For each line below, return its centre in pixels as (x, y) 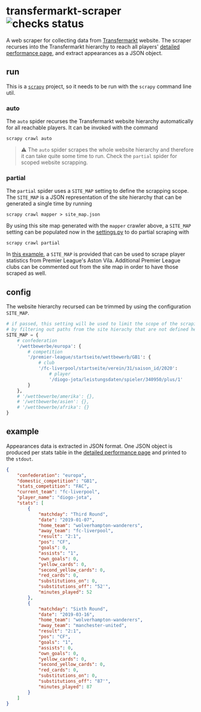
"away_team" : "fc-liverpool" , (76, 531)
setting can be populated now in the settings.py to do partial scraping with (98, 232)
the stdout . (20, 459)
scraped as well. (26, 273)
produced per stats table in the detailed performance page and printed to (96, 452)
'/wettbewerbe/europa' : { (49, 346)
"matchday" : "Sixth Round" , (73, 609)
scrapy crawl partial (33, 243)
